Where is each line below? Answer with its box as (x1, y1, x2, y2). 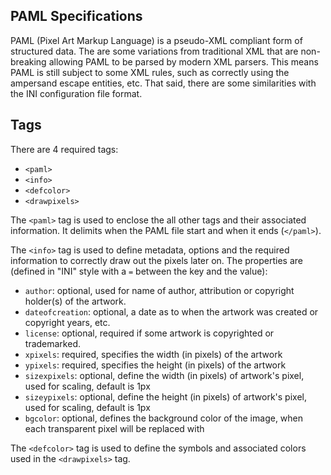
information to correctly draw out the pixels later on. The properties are (10, 254, 304, 266)
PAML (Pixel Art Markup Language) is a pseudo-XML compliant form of (10, 34, 303, 46)
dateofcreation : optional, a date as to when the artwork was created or (24, 305, 319, 318)
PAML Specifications (10, 8, 143, 25)
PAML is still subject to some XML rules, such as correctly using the (10, 66, 290, 78)
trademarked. (24, 337, 81, 349)
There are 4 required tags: (10, 143, 119, 155)
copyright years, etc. (24, 316, 111, 328)
